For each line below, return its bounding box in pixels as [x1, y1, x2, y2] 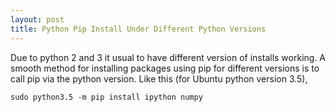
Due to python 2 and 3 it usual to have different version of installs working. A [10, 51, 327, 63]
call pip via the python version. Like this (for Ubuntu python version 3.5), [10, 72, 308, 85]
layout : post [10, 14, 65, 25]
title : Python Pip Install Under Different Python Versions [10, 24, 267, 34]
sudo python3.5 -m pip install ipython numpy [10, 92, 203, 102]
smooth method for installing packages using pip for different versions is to [10, 62, 320, 74]
